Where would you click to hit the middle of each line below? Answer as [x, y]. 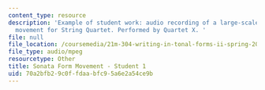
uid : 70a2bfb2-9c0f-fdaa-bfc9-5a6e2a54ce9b [81, 74]
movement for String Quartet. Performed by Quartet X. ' [111, 30]
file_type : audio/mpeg [45, 52]
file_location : [33, 45]
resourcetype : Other [42, 59]
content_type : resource [47, 15]
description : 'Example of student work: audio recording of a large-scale [134, 23]
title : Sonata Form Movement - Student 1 [77, 67]
